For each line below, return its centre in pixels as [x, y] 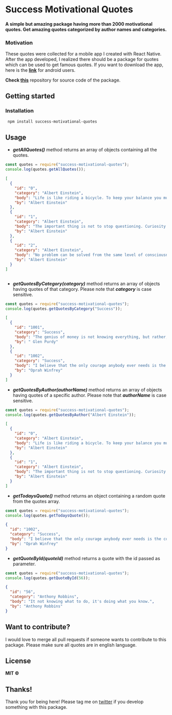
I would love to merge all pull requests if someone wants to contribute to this [86, 639]
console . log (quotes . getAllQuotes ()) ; [46, 170]
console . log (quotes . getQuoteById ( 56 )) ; [48, 578]
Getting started [30, 96]
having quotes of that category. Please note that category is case [82, 289]
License [18, 661]
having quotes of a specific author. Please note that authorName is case [90, 395]
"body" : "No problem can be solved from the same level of [79, 255]
